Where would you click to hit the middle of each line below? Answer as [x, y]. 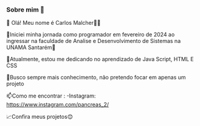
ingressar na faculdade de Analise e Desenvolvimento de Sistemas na [94, 41]
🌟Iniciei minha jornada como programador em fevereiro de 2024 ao [91, 35]
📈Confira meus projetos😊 [40, 117]
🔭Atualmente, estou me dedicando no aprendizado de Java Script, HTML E [100, 59]
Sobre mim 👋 [25, 10]
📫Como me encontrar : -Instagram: [51, 96]
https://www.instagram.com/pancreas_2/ [58, 105]
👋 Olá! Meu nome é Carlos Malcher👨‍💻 [53, 23]
